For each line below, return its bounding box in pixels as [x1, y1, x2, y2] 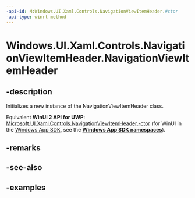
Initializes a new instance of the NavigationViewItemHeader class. [6, 102, 164, 109]
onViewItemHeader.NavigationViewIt [6, 51, 190, 65]
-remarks [6, 143, 41, 153]
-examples [6, 182, 46, 192]
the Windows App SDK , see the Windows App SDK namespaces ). [6, 126, 166, 133]
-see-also [6, 162, 42, 172]
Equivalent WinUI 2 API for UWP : [6, 114, 86, 121]
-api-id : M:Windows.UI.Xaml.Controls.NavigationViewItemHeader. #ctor [6, 8, 179, 15]
